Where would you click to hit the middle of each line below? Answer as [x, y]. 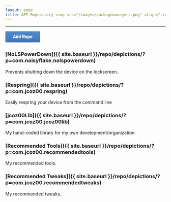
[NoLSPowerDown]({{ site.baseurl [49, 54]
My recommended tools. [31, 163]
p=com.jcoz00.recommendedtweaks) [53, 183]
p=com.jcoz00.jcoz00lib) [37, 121]
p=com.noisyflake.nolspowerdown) [51, 60]
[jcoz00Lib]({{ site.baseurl [39, 115]
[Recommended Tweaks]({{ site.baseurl [56, 177]
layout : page [19, 10]
